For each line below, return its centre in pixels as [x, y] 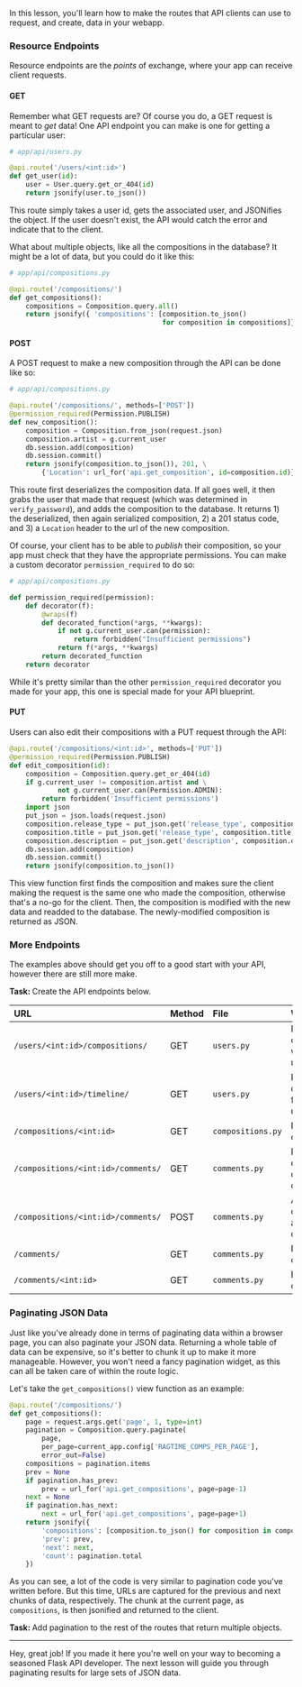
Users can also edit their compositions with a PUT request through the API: [148, 732]
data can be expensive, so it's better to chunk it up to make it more [133, 1352]
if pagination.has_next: [72, 1506]
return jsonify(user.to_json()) [86, 193]
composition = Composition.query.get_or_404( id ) [118, 774]
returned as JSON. [44, 921]
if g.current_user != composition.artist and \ [116, 782]
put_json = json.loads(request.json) [96, 816]
